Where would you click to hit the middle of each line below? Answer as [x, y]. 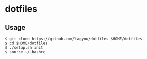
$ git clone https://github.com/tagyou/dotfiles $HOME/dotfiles [73, 39]
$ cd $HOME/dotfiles [26, 43]
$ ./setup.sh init [24, 48]
